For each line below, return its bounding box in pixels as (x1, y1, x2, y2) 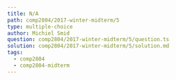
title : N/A (7, 10, 39, 17)
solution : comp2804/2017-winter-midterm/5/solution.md (7, 42, 170, 49)
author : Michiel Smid (7, 29, 70, 37)
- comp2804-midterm (13, 62, 70, 69)
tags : (7, 49, 23, 56)
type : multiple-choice (7, 23, 73, 30)
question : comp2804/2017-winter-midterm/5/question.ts (7, 36, 170, 43)
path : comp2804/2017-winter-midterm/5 (7, 17, 120, 24)
